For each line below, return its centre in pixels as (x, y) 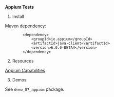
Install (18, 16)
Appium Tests (19, 7)
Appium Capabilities (25, 70)
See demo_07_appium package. (35, 89)
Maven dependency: (26, 26)
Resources (23, 61)
